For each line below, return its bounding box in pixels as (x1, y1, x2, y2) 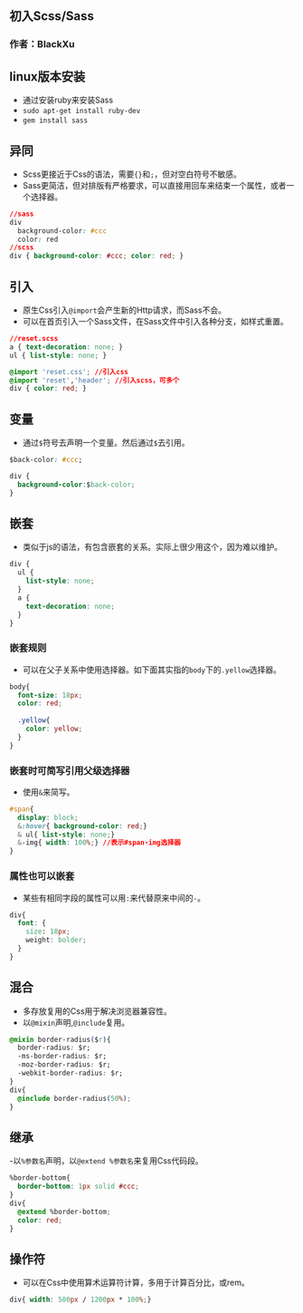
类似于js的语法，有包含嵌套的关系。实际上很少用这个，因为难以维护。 (22, 542, 283, 553)
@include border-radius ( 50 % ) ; (17, 1094, 131, 1103)
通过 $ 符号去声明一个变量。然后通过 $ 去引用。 (22, 438, 190, 449)
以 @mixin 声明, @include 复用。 (22, 1017, 130, 1028)
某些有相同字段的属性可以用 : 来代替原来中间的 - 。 (22, 892, 206, 903)
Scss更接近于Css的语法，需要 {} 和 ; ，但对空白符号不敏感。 (22, 169, 242, 179)
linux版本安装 (9, 69, 86, 84)
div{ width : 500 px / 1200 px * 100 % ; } (9, 1295, 152, 1305)
